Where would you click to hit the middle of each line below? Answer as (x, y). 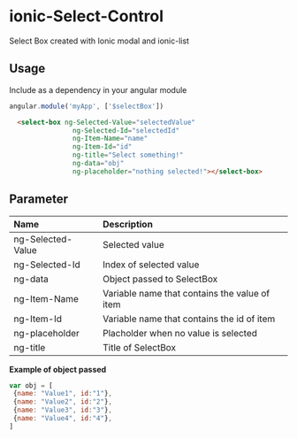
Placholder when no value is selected (180, 333)
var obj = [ (31, 385)
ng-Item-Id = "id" (102, 147)
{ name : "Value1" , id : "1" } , (63, 394)
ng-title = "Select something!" (128, 155)
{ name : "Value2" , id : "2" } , (63, 402)
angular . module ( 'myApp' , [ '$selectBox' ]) (87, 106)
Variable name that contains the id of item (189, 319)
